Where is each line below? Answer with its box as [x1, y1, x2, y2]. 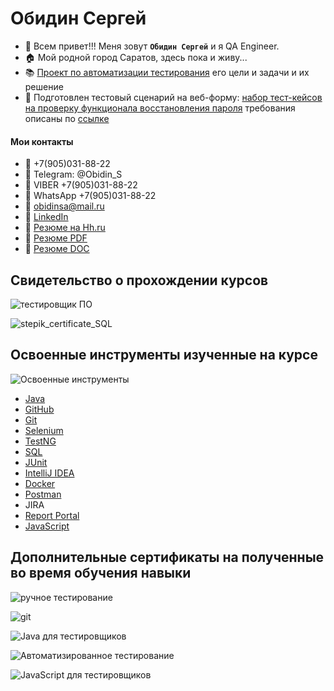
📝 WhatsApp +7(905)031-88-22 [24, 190, 157, 202]
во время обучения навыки [10, 565, 192, 582]
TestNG [24, 435, 57, 447]
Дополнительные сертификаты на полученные [10, 549, 325, 566]
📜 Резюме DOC [24, 243, 90, 255]
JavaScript [24, 520, 70, 532]
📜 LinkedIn [24, 211, 69, 223]
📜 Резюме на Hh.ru [24, 222, 106, 234]
